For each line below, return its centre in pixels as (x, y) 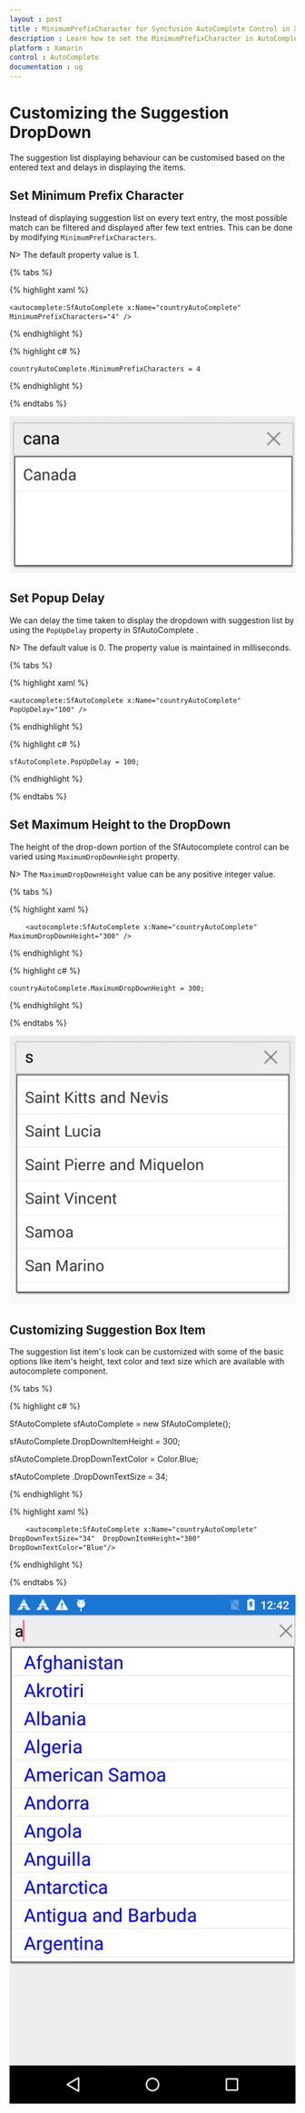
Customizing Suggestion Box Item (108, 1329)
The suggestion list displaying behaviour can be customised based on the (148, 157)
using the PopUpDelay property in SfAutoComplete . (104, 630)
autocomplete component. (59, 1371)
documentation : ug (46, 67)
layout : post (36, 19)
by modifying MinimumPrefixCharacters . (83, 237)
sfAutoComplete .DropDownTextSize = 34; (89, 1477)
